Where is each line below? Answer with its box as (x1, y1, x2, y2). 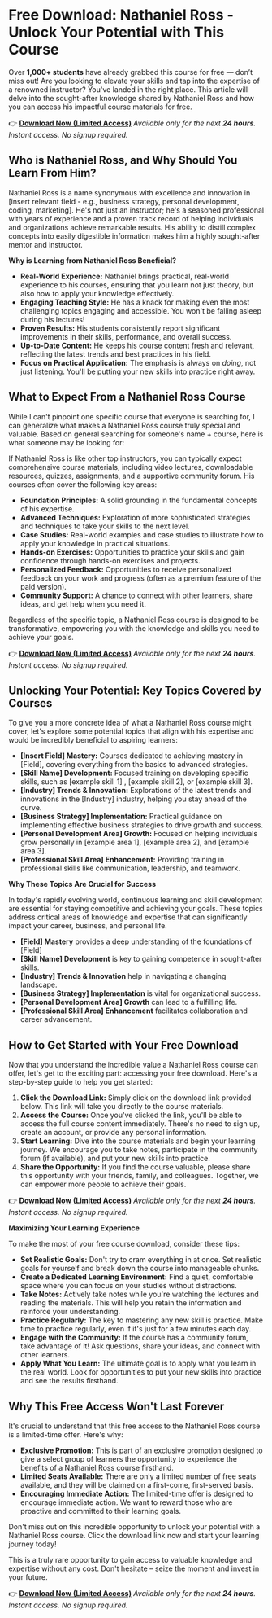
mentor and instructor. (8, 239, 83, 249)
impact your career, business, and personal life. (8, 921, 168, 931)
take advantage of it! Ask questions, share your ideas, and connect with (19, 1341, 261, 1351)
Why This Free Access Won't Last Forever (8, 1399, 225, 1414)
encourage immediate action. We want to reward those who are (19, 1497, 233, 1507)
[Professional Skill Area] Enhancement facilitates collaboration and (19, 1006, 248, 1015)
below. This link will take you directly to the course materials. (19, 1102, 224, 1112)
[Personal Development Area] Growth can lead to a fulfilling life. (19, 998, 238, 1007)
